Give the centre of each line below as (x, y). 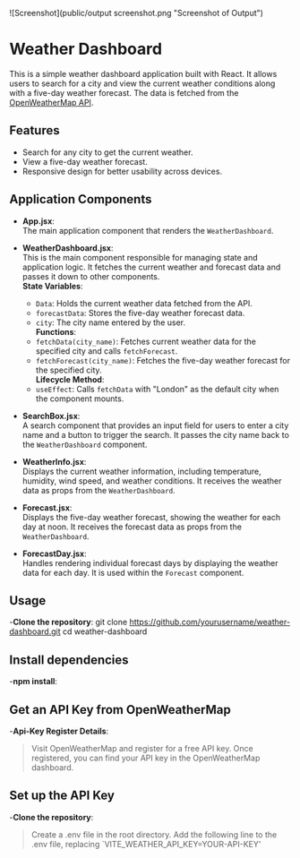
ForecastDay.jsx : (54, 553)
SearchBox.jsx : (51, 416)
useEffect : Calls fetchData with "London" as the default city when (157, 389)
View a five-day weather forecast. (85, 161)
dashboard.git (35, 631)
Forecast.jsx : (47, 507)
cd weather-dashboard (105, 631)
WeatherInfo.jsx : (54, 461)
